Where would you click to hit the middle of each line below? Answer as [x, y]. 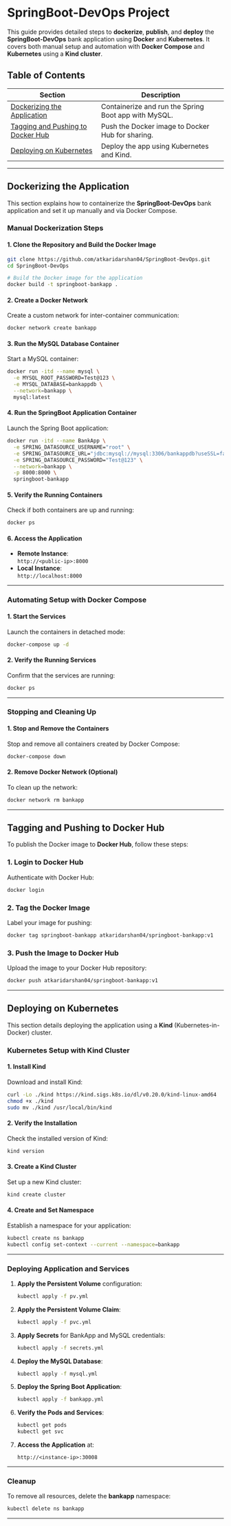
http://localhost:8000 [49, 576]
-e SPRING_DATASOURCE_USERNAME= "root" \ [72, 447]
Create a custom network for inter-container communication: [93, 316]
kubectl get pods [42, 1425]
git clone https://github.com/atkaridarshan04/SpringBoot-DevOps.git [109, 259]
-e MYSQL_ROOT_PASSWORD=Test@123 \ [64, 378]
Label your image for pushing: [49, 922]
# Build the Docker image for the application [75, 278]
